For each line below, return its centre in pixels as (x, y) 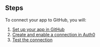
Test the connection (32, 40)
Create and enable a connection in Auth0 (54, 34)
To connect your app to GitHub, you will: (46, 20)
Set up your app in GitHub (38, 29)
